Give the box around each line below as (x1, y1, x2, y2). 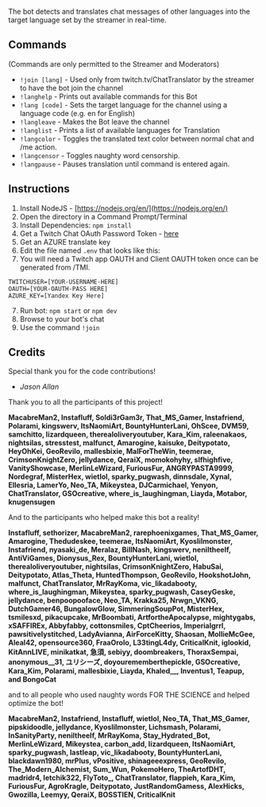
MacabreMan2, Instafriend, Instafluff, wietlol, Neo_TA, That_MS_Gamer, (8, 714, 250, 724)
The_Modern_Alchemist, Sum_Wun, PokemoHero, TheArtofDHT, (8, 765, 226, 774)
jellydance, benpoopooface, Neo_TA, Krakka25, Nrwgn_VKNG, (8, 596, 218, 605)
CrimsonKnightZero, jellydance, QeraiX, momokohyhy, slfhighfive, (8, 455, 233, 464)
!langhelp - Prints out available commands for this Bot (19, 91, 198, 101)
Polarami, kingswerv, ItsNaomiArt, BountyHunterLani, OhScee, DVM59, (8, 421, 249, 431)
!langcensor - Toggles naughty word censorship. (19, 150, 180, 160)
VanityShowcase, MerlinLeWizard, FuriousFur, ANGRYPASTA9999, (8, 464, 234, 473)
